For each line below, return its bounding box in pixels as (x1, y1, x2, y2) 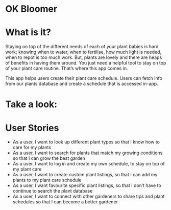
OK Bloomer (5, 3, 58, 15)
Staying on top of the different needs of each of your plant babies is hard (5, 44, 159, 50)
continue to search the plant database (12, 188, 93, 194)
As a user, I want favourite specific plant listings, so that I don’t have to (12, 182, 162, 188)
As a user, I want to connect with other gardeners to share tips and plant (12, 193, 165, 200)
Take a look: (5, 98, 58, 110)
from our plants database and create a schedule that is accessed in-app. (5, 80, 158, 87)
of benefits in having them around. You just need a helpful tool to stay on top (5, 60, 166, 66)
